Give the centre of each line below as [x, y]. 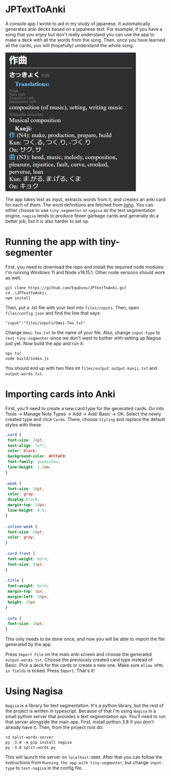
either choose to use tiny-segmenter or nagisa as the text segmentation [80, 210]
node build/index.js [27, 359]
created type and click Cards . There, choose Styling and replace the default [85, 419]
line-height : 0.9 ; [27, 511]
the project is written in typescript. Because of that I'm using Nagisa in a [81, 711]
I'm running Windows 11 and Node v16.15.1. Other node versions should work [85, 272]
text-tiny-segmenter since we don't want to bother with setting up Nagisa [83, 338]
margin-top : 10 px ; [27, 505]
